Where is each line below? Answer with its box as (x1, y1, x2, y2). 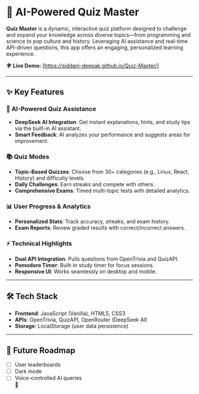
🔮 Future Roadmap (6, 345, 76, 355)
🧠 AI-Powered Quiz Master (6, 5, 139, 19)
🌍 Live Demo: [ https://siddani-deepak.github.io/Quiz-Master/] (6, 62, 159, 69)
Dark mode (14, 368, 43, 375)
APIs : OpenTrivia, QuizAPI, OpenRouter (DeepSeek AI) (14, 316, 147, 323)
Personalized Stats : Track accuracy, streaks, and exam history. (14, 218, 170, 225)
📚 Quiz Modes (6, 152, 50, 161)
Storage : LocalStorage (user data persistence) (14, 323, 129, 330)
